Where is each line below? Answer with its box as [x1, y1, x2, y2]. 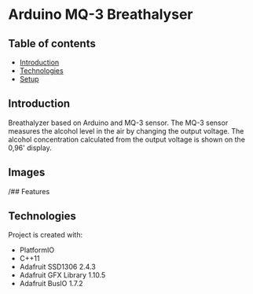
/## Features [8, 186, 50, 196]
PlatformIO [19, 245, 55, 255]
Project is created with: [8, 230, 83, 240]
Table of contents [8, 37, 96, 50]
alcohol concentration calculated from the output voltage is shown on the [8, 134, 246, 144]
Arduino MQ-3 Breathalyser [8, 6, 193, 24]
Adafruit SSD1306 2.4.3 [19, 262, 96, 272]
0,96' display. [8, 143, 53, 153]
